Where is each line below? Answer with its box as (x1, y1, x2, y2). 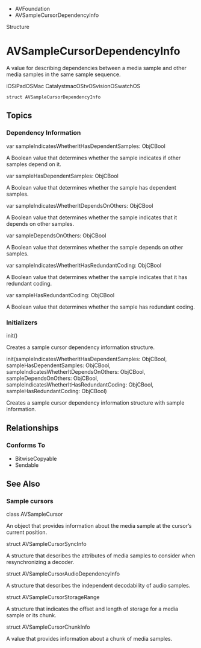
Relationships (6, 423, 59, 434)
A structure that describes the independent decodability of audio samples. (6, 582, 191, 589)
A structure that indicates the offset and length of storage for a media (6, 605, 179, 612)
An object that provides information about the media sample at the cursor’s (6, 522, 192, 530)
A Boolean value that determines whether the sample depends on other (6, 243, 184, 251)
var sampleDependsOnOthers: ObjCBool (6, 232, 107, 239)
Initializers (6, 318, 38, 327)
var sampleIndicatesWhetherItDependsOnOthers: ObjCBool (6, 202, 153, 209)
